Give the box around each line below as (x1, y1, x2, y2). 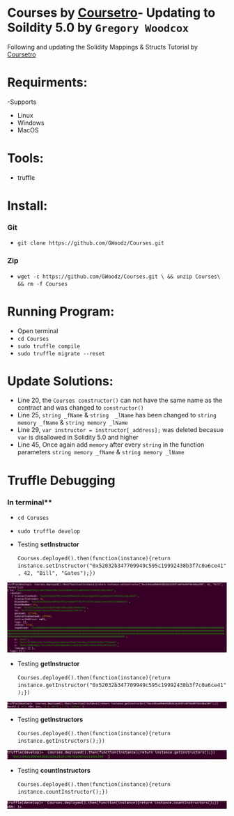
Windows (17, 118, 45, 127)
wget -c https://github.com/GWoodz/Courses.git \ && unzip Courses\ (17, 273, 221, 280)
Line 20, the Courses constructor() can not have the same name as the (17, 396, 223, 405)
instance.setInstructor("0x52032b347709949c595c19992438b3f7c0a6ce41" (17, 562, 227, 569)
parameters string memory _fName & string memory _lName (17, 448, 185, 456)
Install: (7, 198, 48, 213)
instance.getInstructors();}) (17, 737, 106, 744)
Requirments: (7, 75, 88, 91)
